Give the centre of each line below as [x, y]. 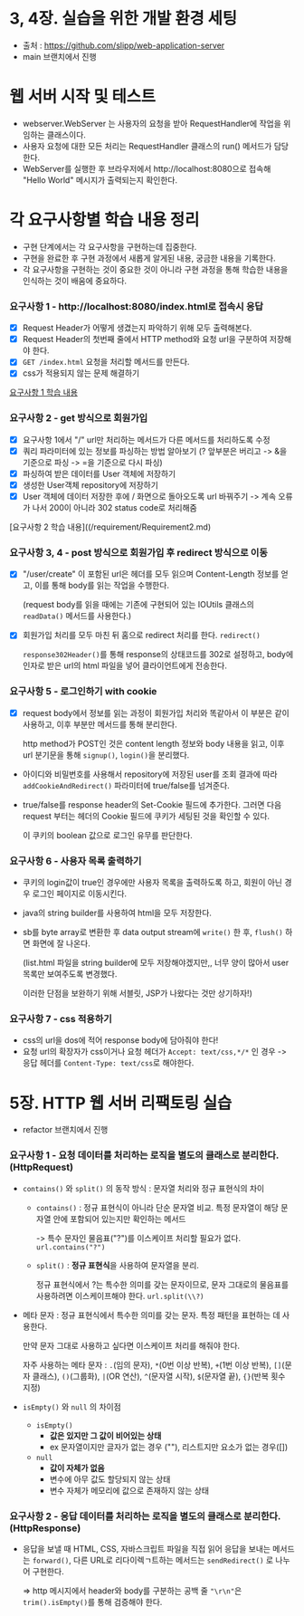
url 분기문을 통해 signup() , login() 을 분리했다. [106, 755]
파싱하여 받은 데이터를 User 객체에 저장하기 [99, 473]
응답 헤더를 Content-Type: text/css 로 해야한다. [108, 1063]
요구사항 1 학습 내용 [44, 392]
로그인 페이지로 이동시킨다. [80, 894]
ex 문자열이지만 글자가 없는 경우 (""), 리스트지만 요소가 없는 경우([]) [169, 1447]
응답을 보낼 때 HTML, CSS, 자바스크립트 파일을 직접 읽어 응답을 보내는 [147, 1548]
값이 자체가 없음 [77, 1468]
